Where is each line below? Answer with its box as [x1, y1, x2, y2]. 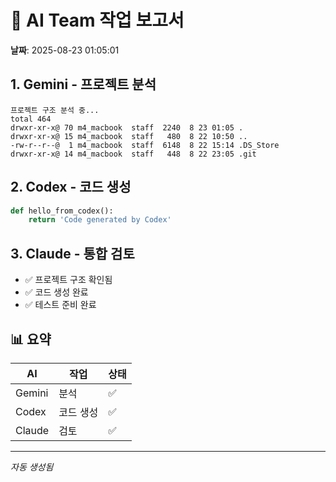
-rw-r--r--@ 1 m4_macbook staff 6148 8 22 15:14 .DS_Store [10, 140, 280, 150]
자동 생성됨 [10, 461, 54, 473]
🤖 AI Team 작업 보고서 [10, 9, 185, 32]
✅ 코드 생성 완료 [24, 286, 89, 298]
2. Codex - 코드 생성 [10, 179, 132, 196]
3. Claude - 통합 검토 [10, 245, 135, 262]
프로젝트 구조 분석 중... [10, 105, 100, 115]
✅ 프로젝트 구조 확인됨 [24, 274, 113, 286]
